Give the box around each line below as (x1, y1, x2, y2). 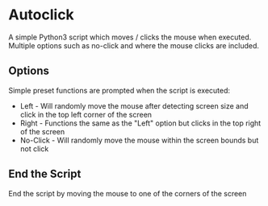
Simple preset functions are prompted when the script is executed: (8, 85, 231, 95)
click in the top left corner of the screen (19, 109, 152, 119)
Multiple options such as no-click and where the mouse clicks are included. (8, 40, 260, 50)
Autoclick (8, 6, 74, 24)
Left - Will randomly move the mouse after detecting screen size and (19, 101, 249, 110)
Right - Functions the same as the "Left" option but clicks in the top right (19, 118, 262, 128)
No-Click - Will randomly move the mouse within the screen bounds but (19, 135, 259, 145)
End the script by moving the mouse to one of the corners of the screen (8, 188, 247, 198)
